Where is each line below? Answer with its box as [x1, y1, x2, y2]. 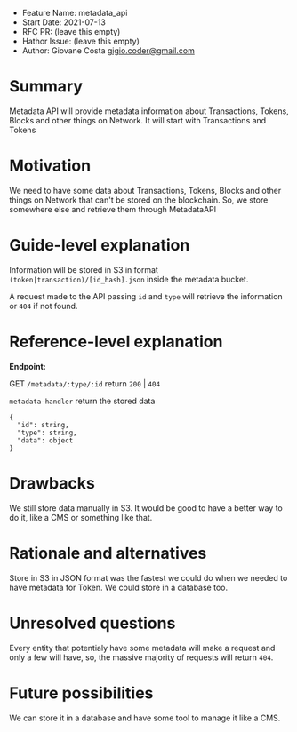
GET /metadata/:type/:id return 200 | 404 [9, 378, 161, 389]
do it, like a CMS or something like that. [9, 512, 153, 522]
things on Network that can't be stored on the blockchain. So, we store [9, 195, 269, 205]
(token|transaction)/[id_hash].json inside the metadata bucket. [9, 274, 249, 284]
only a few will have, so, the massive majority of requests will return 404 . [9, 652, 274, 663]
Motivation [9, 155, 92, 176]
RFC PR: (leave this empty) [21, 27, 121, 36]
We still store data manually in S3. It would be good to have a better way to [9, 502, 283, 513]
